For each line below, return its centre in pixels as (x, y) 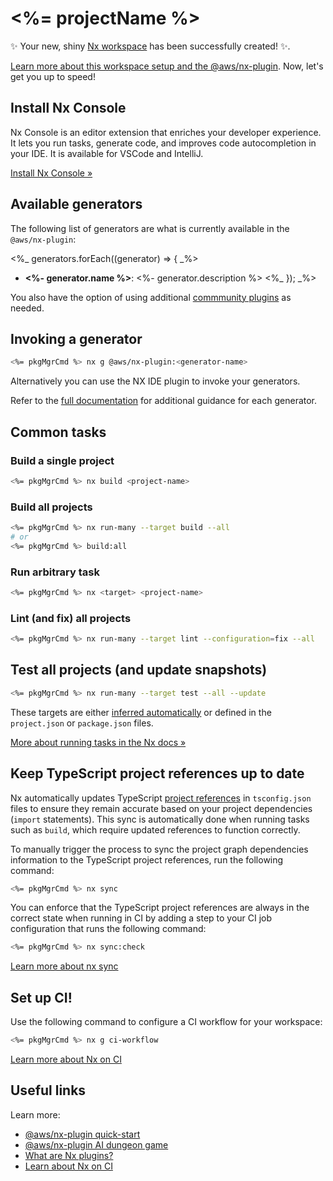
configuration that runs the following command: (108, 929)
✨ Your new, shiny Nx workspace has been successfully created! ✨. (150, 46)
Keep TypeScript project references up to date (157, 773)
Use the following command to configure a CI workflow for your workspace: (166, 1022)
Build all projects (51, 507)
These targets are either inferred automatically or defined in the (141, 712)
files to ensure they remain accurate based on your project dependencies (161, 808)
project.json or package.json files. (82, 723)
